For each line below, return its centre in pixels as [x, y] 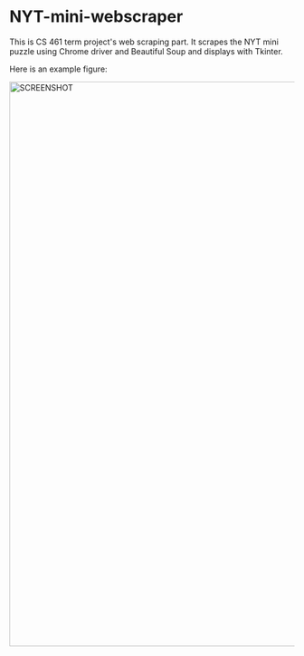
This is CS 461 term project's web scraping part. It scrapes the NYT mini [144, 42]
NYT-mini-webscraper [96, 17]
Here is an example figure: [58, 69]
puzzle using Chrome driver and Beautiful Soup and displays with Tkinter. [146, 51]
